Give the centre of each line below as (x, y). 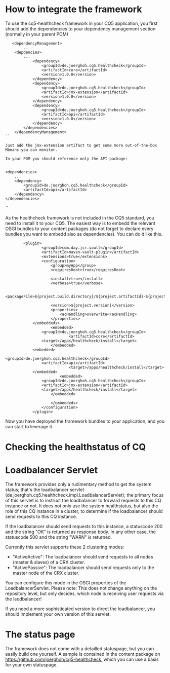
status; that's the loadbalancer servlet (45, 490)
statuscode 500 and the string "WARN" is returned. (59, 537)
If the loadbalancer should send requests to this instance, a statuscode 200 (84, 527)
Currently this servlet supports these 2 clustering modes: (65, 547)
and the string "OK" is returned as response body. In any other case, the (80, 532)
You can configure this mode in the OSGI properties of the (66, 583)
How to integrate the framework (74, 9)
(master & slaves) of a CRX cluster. (49, 562)
